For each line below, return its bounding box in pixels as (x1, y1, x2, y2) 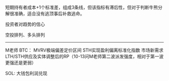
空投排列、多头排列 (5, 32, 45, 37)
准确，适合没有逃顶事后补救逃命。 (14, 10, 84, 16)
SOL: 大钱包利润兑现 (5, 70, 48, 76)
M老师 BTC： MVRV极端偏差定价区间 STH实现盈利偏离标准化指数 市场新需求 (5, 47, 163, 53)
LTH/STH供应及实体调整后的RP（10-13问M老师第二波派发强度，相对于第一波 (5, 53, 164, 59)
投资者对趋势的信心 (5, 21, 45, 27)
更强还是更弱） (5, 59, 36, 65)
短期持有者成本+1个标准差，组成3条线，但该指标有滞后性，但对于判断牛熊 (5, 4, 158, 10)
